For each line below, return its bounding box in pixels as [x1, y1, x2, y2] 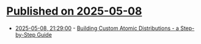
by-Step [15, 31, 36, 38]
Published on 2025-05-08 [6, 4, 142, 18]
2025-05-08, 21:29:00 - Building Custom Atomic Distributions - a [15, 24, 179, 32]
